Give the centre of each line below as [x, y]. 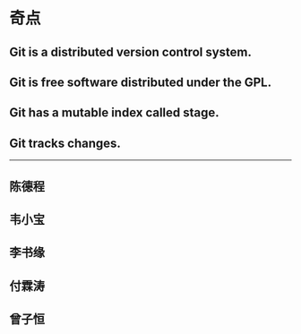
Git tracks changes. [65, 143]
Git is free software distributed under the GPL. [140, 82]
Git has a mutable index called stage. [114, 113]
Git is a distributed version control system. [131, 51]
